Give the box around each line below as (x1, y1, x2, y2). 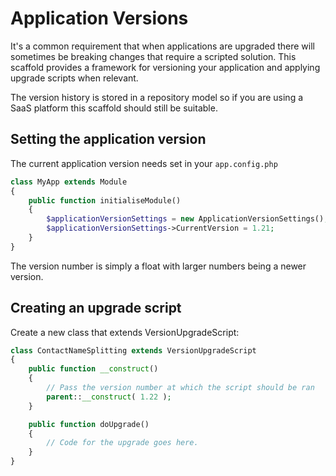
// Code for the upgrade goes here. (46, 438, 199, 448)
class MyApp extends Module (10, 177, 128, 187)
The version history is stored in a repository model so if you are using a (10, 91, 304, 103)
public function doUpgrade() (28, 419, 150, 429)
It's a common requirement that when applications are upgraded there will (10, 40, 315, 52)
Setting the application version (10, 131, 207, 148)
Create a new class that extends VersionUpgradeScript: (10, 326, 240, 338)
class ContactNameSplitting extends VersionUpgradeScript (10, 345, 257, 356)
